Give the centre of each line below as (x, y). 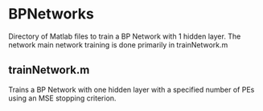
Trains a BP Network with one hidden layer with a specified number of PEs (131, 89)
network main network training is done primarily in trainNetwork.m (118, 44)
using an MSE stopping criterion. (62, 98)
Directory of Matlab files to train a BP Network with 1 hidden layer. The (125, 36)
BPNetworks (51, 14)
